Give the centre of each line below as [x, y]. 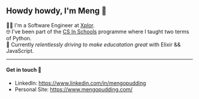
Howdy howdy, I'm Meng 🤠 [57, 11]
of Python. [19, 38]
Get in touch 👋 [24, 70]
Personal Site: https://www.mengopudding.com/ [73, 90]
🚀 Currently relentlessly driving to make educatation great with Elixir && [93, 44]
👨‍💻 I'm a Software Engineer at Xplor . [50, 25]
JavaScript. [20, 50]
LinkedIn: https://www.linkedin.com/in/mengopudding [80, 83]
